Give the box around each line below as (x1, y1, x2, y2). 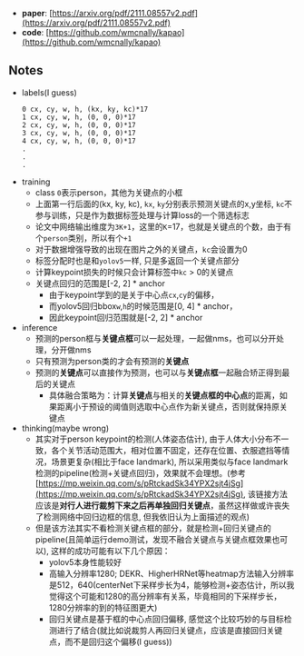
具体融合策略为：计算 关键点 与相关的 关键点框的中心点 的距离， (48, 390, 280, 401)
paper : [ (21, 8, 53, 18)
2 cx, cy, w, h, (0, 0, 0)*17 (21, 120, 137, 130)
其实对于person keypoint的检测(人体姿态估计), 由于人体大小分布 (34, 433, 274, 444)
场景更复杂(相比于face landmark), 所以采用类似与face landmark (51, 456, 289, 467)
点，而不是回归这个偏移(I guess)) (48, 636, 173, 647)
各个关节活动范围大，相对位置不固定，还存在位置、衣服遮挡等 (51, 444, 282, 455)
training (21, 176, 51, 187)
